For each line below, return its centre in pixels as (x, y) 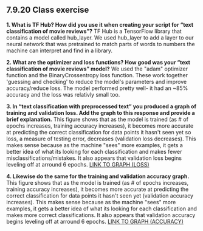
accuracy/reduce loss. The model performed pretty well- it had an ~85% (97, 88)
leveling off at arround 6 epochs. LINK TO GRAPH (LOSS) (78, 164)
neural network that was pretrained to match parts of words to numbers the (101, 44)
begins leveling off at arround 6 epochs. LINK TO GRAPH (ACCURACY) (95, 221)
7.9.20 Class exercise (48, 10)
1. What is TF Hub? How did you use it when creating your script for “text (100, 24)
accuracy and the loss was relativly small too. (63, 94)
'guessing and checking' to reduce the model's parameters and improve (97, 81)
